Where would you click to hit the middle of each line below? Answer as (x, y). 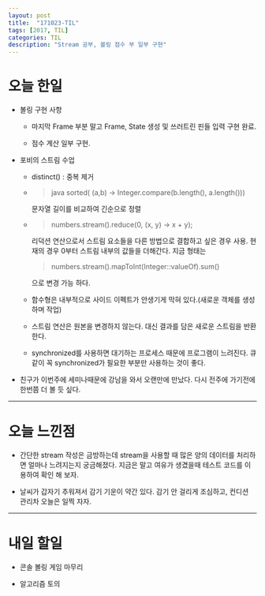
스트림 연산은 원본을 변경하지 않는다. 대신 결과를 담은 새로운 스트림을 (136, 326)
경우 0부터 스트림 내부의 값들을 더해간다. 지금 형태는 (126, 251)
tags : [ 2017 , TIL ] (38, 30)
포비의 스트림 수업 (47, 160)
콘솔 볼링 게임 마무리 (51, 567)
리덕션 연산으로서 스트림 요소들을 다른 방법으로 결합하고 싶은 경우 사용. (140, 241)
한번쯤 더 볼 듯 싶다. (50, 390)
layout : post (30, 15)
